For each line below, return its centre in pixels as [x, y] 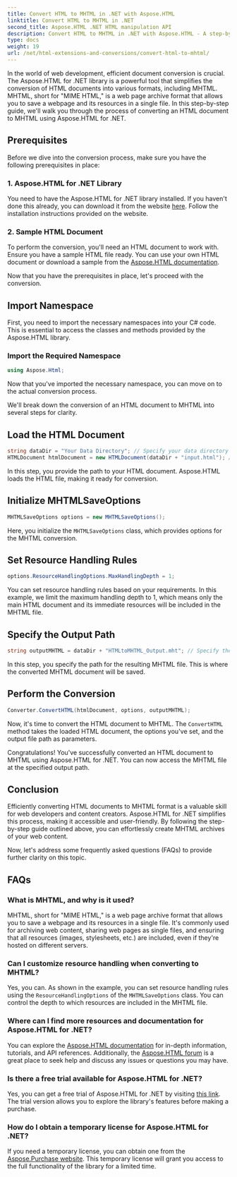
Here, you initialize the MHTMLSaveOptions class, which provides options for [115, 531]
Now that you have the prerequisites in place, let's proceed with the [105, 276]
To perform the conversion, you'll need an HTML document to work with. [113, 247]
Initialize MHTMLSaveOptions [74, 501]
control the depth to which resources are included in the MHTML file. [108, 1003]
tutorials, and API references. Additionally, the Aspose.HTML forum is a [110, 1053]
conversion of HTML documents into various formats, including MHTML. [113, 88]
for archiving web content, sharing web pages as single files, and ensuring [116, 930]
